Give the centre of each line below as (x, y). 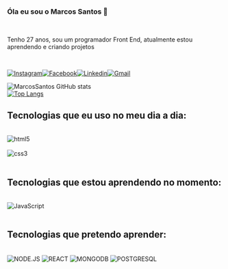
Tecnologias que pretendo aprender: (87, 235)
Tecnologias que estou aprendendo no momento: (114, 182)
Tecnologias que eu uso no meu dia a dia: (97, 115)
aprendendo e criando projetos (51, 47)
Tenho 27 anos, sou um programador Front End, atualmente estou (100, 40)
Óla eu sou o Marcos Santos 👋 (58, 12)
